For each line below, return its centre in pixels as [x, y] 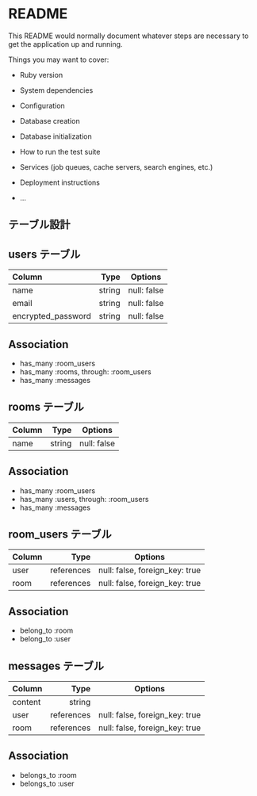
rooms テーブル [46, 407]
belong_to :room [46, 630]
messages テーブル [56, 666]
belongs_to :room [48, 775]
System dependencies [56, 90]
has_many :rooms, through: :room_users [86, 371]
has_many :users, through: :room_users [84, 499]
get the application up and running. [65, 44]
